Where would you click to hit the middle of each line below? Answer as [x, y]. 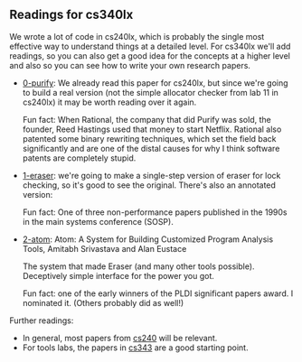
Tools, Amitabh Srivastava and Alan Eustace [104, 248]
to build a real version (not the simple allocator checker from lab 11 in [150, 92]
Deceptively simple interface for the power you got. [118, 275]
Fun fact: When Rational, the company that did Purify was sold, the [146, 119]
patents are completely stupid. [79, 158]
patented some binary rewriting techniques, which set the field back [150, 138]
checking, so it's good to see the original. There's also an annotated [149, 185]
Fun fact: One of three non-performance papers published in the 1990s [155, 212]
